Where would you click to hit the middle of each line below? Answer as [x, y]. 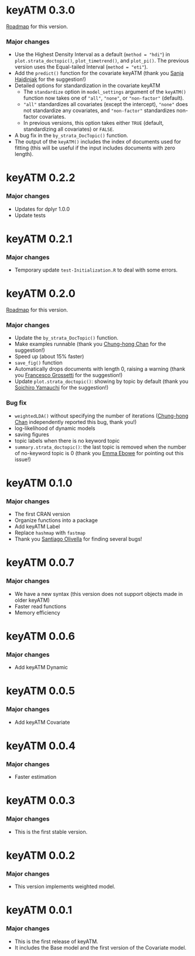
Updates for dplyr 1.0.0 [42, 209]
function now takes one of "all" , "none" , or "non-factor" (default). [104, 98]
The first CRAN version [42, 514]
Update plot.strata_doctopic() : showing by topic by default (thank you [101, 381]
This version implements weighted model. [65, 887]
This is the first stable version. [51, 832]
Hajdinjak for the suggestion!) [50, 79]
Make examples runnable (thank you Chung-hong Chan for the [90, 344]
